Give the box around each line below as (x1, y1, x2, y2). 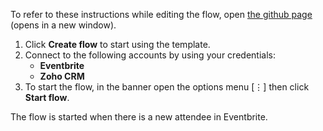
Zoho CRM (39, 70, 85, 82)
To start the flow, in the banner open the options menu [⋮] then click (24, 81, 310, 93)
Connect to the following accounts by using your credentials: (24, 49, 276, 61)
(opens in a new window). (10, 19, 117, 31)
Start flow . (24, 92, 70, 103)
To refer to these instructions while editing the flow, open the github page (10, 9, 313, 20)
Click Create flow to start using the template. (24, 39, 211, 50)
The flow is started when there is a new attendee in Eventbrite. (10, 111, 268, 123)
